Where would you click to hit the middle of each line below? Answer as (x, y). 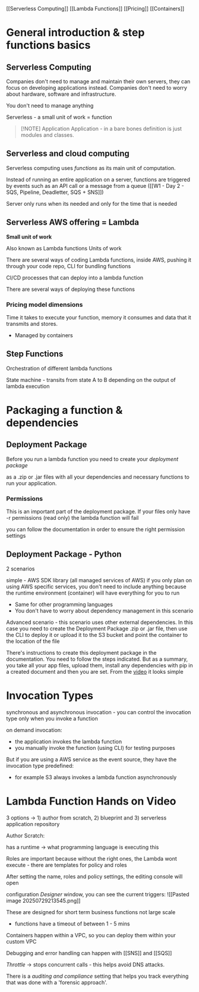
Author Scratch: (26, 836)
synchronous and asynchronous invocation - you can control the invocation (99, 712)
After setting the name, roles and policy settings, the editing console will (94, 876)
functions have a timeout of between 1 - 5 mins (72, 924)
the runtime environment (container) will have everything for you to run (93, 593)
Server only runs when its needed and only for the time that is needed (91, 203)
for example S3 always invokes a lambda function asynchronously (96, 777)
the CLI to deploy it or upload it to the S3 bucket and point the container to (97, 635)
